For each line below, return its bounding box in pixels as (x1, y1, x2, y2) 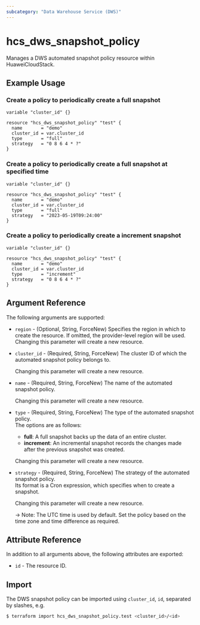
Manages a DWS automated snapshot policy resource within (6, 54, 155, 62)
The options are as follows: (14, 421, 82, 428)
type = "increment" (11, 271, 76, 277)
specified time (6, 167, 49, 176)
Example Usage (6, 78, 66, 88)
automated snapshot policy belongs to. (14, 356, 111, 363)
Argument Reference (6, 298, 86, 308)
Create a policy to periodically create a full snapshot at (6, 160, 168, 168)
